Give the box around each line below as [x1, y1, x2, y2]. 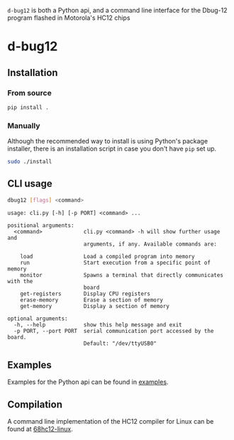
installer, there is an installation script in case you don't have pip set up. [7, 145, 217, 153]
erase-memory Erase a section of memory [20, 296, 163, 304]
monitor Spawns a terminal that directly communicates [20, 271, 223, 279]
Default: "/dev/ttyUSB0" [83, 340, 157, 347]
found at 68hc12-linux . [7, 425, 73, 434]
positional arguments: [7, 221, 74, 229]
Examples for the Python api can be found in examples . [7, 378, 169, 386]
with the [7, 277, 33, 285]
